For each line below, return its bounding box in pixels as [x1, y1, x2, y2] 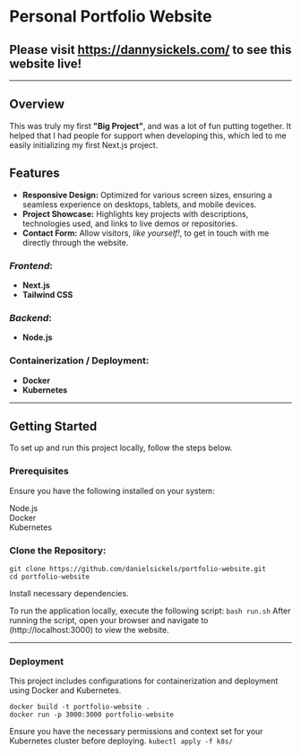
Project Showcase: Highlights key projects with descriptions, [21, 208, 249, 219]
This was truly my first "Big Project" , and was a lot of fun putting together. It [9, 120, 292, 131]
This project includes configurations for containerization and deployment [9, 675, 279, 687]
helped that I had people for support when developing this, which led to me [9, 130, 287, 141]
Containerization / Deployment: [9, 354, 150, 367]
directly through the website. [21, 237, 129, 247]
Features [9, 166, 60, 181]
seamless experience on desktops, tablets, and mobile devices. [21, 199, 257, 210]
